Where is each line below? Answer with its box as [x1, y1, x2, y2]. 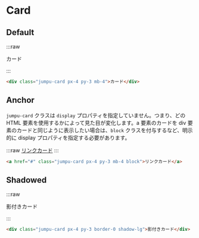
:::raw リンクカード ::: [6, 146, 59, 154]
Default [6, 27, 35, 37]
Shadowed [6, 175, 47, 185]
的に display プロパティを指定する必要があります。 [6, 134, 130, 141]
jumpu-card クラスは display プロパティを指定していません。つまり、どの [6, 111, 186, 119]
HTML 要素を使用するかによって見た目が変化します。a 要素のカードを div [6, 119, 186, 126]
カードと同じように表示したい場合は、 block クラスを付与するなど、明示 [16, 126, 193, 134]
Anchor [6, 95, 35, 105]
